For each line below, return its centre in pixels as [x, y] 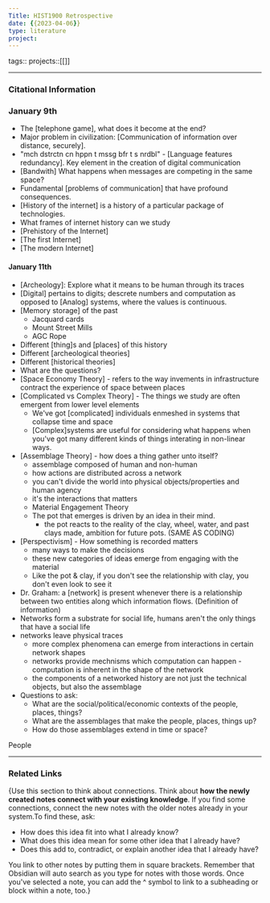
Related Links [35, 773]
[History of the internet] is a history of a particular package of [122, 205]
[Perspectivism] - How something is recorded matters [109, 541]
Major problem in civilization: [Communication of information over [129, 137]
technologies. [43, 214]
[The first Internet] [51, 240]
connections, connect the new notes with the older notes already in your [128, 808]
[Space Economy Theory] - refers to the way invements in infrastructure [139, 378]
